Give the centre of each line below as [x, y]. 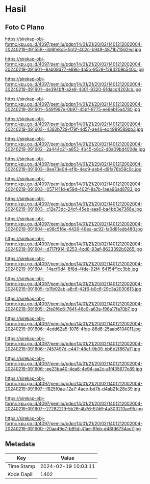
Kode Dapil [20, 474]
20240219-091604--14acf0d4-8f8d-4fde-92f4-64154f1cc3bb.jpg [72, 269]
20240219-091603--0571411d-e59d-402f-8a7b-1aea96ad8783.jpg [73, 189]
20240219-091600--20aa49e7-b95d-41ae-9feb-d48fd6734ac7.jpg [73, 429]
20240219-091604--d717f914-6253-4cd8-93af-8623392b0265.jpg [74, 249]
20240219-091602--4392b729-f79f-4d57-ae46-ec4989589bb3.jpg [74, 129]
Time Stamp [22, 466]
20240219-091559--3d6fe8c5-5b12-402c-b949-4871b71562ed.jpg [73, 49]
